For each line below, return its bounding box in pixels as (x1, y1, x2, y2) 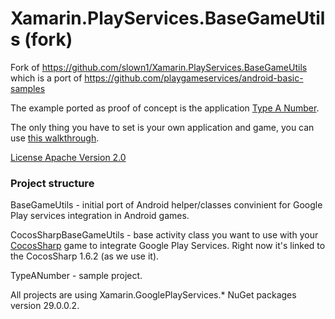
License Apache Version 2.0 (10, 151, 127, 163)
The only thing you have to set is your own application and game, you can (10, 121, 315, 133)
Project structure (10, 176, 95, 190)
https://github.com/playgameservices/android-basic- (84, 72, 304, 84)
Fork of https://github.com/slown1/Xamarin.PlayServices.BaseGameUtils (10, 61, 308, 73)
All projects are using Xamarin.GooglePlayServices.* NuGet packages (10, 289, 297, 301)
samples (10, 82, 46, 94)
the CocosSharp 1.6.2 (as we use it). (10, 250, 160, 262)
